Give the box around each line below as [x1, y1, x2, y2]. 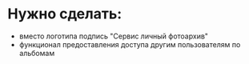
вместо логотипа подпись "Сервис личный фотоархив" [18, 31, 209, 41]
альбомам [18, 48, 55, 58]
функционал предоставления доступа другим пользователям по [18, 39, 241, 49]
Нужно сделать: [7, 5, 122, 23]
